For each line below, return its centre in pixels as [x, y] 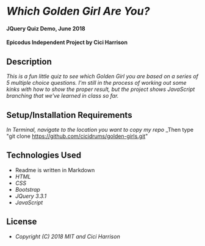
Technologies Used [44, 155]
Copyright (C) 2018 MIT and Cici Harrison [67, 236]
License [22, 222]
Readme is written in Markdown [55, 170]
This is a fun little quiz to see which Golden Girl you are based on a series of [103, 76]
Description [29, 61]
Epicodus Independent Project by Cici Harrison [67, 42]
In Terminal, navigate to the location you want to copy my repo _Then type [100, 130]
